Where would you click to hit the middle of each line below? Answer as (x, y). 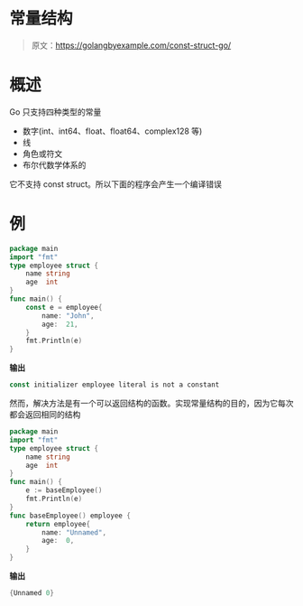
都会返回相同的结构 (45, 415)
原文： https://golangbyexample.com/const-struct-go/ (131, 45)
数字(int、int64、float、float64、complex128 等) (112, 131)
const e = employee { (64, 307)
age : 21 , (60, 324)
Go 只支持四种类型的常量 (55, 112)
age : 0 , (58, 541)
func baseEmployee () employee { (70, 516)
